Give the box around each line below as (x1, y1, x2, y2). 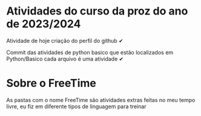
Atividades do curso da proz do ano (6, 4, 188, 18)
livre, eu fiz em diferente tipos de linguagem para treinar (6, 103, 147, 110)
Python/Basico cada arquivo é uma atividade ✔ (6, 55, 124, 62)
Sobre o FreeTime (6, 77, 97, 90)
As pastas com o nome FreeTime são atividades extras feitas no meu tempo (6, 96, 196, 103)
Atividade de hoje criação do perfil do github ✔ (6, 37, 124, 44)
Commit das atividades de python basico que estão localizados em (6, 48, 174, 56)
